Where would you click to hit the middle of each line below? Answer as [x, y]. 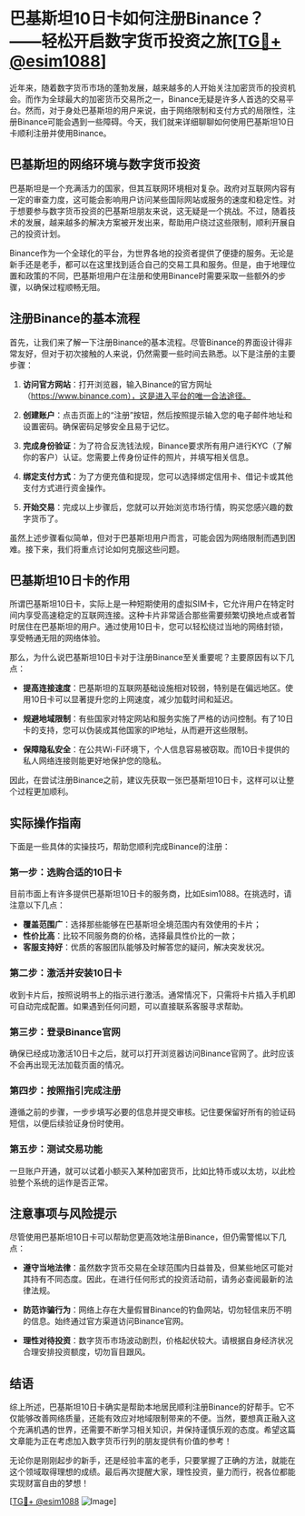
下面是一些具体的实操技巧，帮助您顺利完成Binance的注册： [120, 847]
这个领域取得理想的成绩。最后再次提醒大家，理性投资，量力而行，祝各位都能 [152, 1472]
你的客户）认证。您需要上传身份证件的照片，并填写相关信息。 [138, 457]
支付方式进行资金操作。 [66, 487]
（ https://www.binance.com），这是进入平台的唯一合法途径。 [137, 396]
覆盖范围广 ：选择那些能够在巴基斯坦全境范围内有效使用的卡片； [142, 925]
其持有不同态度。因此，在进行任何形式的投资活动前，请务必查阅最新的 [154, 1280]
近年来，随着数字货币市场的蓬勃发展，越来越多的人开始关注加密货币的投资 [148, 87]
